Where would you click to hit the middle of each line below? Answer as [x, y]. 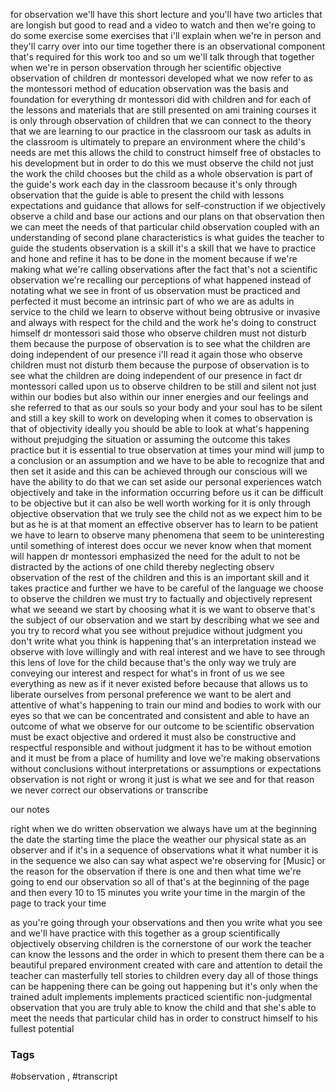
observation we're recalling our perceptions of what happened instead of [161, 280]
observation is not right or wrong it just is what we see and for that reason [162, 779]
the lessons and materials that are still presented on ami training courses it [163, 110]
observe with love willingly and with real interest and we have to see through [168, 652]
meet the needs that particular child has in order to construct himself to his [164, 1018]
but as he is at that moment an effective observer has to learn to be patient [164, 524]
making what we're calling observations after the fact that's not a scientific [164, 269]
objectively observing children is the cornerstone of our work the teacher [161, 943]
